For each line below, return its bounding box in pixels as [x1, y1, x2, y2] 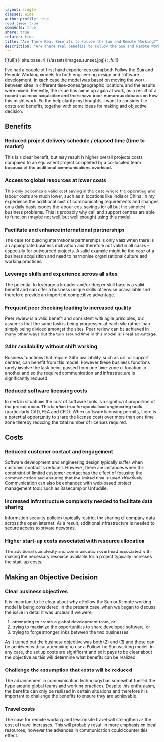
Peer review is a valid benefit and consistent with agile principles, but [5, 315, 144, 321]
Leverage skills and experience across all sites [5, 270, 118, 277]
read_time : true [5, 21, 38, 26]
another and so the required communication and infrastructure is [5, 370, 135, 376]
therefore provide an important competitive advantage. [5, 292, 116, 298]
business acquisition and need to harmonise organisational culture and [5, 253, 147, 259]
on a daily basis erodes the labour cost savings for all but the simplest [5, 204, 145, 210]
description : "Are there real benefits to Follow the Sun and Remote [5, 44, 150, 48]
